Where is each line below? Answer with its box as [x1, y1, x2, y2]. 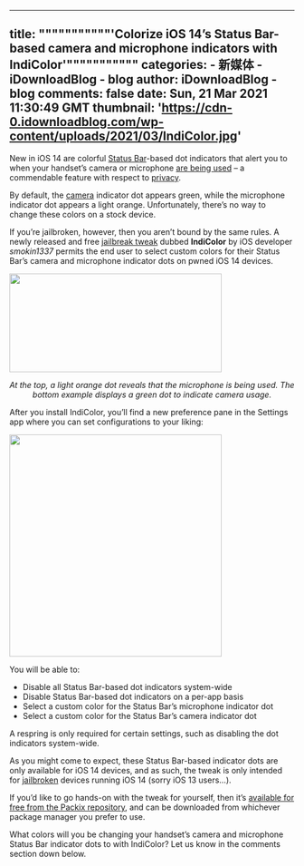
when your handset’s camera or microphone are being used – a [9, 162, 245, 173]
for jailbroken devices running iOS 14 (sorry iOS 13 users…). [9, 774, 233, 785]
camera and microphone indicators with [48, 41, 278, 56]
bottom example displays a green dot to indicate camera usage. [32, 389, 272, 400]
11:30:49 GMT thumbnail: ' [9, 101, 163, 116]
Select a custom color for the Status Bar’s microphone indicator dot [22, 700, 274, 712]
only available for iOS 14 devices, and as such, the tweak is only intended [9, 764, 283, 775]
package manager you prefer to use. [9, 811, 146, 822]
